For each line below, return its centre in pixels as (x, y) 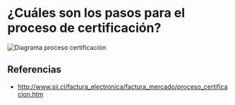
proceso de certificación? (84, 28)
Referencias (35, 69)
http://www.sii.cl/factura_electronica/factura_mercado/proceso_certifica (122, 87)
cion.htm (30, 94)
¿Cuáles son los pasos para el (96, 13)
